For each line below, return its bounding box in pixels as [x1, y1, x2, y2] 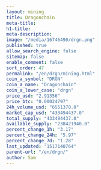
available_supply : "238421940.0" [6, 121, 90, 127]
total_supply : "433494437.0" [6, 115, 79, 121]
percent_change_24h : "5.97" [6, 132, 77, 139]
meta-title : [6, 20, 36, 26]
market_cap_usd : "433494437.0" [6, 110, 85, 116]
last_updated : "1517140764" [6, 143, 77, 150]
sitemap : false [6, 54, 44, 60]
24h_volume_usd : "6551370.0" [6, 104, 79, 110]
